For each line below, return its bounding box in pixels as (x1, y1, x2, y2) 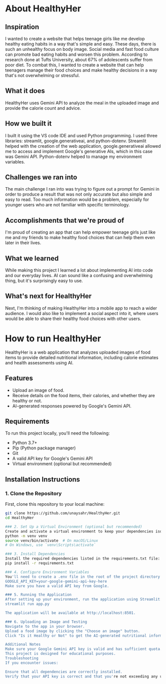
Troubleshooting (5, 656, 39, 661)
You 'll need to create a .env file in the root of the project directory (5, 574, 161, 579)
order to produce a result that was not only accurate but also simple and (5, 191, 152, 198)
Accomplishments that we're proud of (5, 216, 124, 225)
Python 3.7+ (12, 440, 38, 446)
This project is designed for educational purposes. (5, 651, 116, 656)
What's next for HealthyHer (5, 292, 92, 300)
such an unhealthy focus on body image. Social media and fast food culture (5, 46, 159, 52)
